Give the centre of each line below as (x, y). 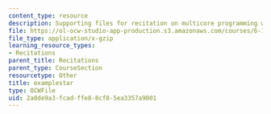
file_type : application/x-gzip (61, 38)
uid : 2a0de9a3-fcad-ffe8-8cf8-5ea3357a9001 (83, 98)
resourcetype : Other (43, 75)
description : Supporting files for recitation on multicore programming (133, 23)
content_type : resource (48, 16)
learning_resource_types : (52, 46)
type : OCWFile (32, 90)
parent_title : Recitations (54, 61)
